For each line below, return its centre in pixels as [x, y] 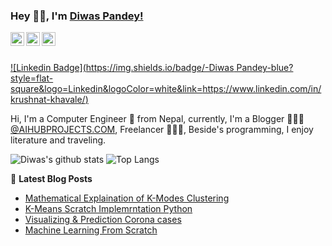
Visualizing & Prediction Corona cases [103, 220]
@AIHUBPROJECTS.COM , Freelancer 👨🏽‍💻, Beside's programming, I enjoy [162, 130]
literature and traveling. [58, 140]
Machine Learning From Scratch [91, 230]
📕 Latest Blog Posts [51, 179]
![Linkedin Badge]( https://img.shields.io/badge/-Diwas [122, 68]
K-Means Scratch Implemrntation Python [108, 209]
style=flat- [32, 78]
